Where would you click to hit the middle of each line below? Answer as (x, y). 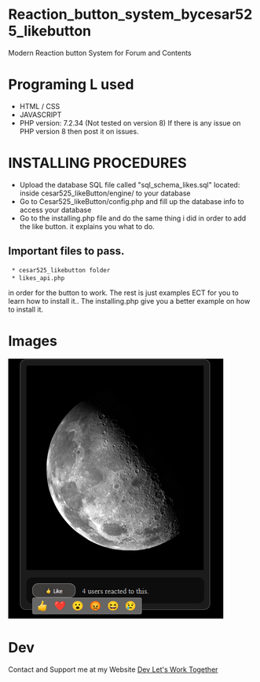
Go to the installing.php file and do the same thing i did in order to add (133, 218)
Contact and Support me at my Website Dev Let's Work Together (113, 669)
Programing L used (71, 85)
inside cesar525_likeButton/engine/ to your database (105, 193)
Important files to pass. (66, 252)
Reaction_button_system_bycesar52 (130, 15)
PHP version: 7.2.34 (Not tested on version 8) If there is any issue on (130, 122)
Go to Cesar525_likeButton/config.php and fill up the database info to (132, 201)
